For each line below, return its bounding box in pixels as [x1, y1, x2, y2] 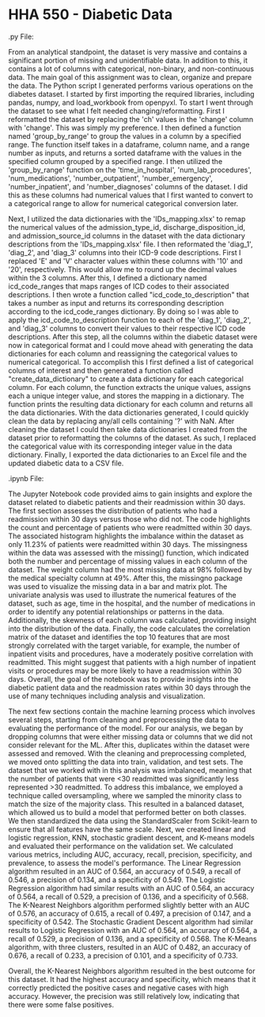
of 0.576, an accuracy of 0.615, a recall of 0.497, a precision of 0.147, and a [8, 908, 252, 918]
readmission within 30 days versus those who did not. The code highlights [8, 514, 251, 524]
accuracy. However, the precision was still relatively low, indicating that [8, 991, 240, 1000]
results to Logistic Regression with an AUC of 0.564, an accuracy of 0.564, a [8, 925, 258, 935]
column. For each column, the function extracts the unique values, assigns [8, 382, 252, 392]
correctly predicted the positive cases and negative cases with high [8, 983, 229, 992]
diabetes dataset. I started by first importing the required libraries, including [8, 89, 255, 98]
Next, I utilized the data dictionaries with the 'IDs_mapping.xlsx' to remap [8, 214, 246, 224]
